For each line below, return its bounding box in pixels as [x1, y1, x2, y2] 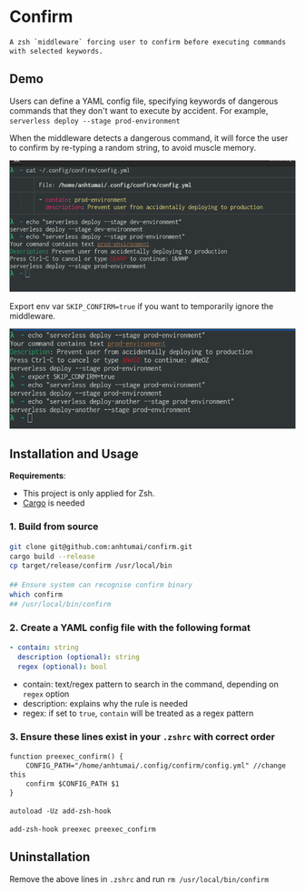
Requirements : [9, 470, 66, 481]
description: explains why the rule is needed [22, 697, 189, 708]
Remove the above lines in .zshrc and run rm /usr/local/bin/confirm [9, 873, 270, 884]
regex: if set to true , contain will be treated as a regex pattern [22, 707, 254, 718]
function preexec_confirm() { [9, 752, 124, 761]
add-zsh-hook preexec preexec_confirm [9, 825, 156, 834]
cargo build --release [9, 552, 95, 561]
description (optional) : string [17, 653, 141, 662]
